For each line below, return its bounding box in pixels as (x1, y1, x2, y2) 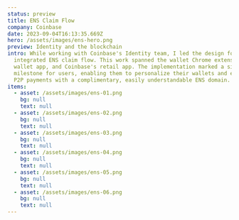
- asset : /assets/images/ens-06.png (14, 189, 122, 196)
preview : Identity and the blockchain (7, 43, 122, 50)
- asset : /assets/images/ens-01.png (14, 89, 122, 97)
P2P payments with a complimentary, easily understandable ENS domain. (14, 76, 231, 84)
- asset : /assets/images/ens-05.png (14, 168, 122, 176)
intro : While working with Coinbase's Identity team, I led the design (7, 50, 224, 57)
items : (7, 83, 27, 90)
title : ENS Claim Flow (7, 17, 75, 24)
